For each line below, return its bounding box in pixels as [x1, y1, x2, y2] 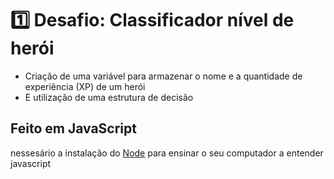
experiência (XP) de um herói [24, 80, 146, 92]
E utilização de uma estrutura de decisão [24, 91, 194, 103]
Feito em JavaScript [10, 120, 137, 137]
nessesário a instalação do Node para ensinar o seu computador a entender [10, 147, 324, 159]
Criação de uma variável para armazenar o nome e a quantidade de [24, 70, 303, 82]
